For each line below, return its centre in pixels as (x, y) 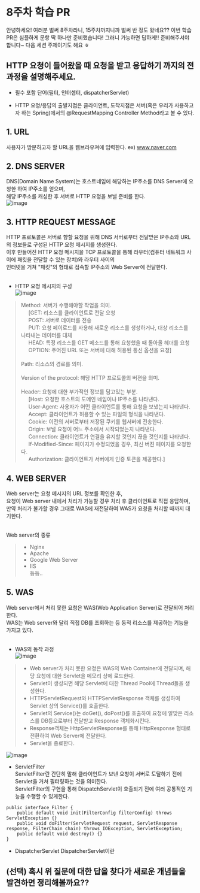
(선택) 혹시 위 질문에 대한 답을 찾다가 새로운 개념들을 (96, 872)
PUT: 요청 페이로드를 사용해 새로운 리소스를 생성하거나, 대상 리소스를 (108, 328)
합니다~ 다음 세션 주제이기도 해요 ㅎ (48, 45)
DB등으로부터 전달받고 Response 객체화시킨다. (96, 721)
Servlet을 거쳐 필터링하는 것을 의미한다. (61, 781)
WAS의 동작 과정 (34, 649)
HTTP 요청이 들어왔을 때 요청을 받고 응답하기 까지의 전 (100, 66)
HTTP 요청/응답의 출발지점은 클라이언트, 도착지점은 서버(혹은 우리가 (94, 105)
